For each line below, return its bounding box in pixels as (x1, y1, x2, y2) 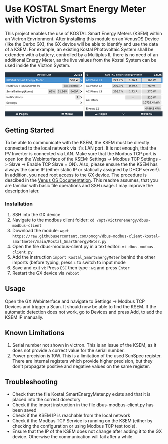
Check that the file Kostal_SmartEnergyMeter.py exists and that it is (12, 391, 151, 397)
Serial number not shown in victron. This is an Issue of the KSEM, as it (12, 342, 157, 348)
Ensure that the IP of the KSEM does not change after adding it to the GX (12, 428, 162, 434)
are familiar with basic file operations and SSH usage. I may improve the (5, 182, 153, 188)
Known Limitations (5, 329, 65, 337)
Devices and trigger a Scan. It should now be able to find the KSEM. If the (5, 303, 156, 309)
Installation (5, 200, 33, 207)
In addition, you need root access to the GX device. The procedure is (5, 172, 147, 178)
